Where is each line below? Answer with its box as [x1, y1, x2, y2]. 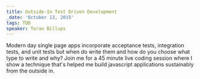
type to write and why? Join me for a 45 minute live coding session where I [6, 54, 193, 62]
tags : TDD [6, 20, 31, 26]
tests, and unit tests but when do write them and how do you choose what [6, 48, 190, 56]
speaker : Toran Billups [6, 25, 66, 32]
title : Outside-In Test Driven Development [6, 8, 117, 15]
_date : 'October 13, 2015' [6, 14, 74, 20]
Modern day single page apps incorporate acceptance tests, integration [6, 42, 185, 49]
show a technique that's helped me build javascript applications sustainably [6, 61, 194, 68]
